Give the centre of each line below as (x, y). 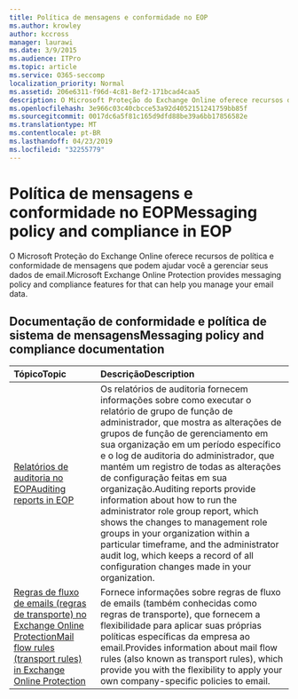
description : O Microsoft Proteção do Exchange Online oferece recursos (146, 100)
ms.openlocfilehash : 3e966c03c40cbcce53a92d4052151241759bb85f (129, 108)
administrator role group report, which (180, 512)
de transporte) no (50, 615)
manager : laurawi (41, 42)
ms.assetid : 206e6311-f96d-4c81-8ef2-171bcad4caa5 (105, 91)
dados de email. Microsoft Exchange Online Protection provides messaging (145, 274)
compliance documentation (87, 349)
